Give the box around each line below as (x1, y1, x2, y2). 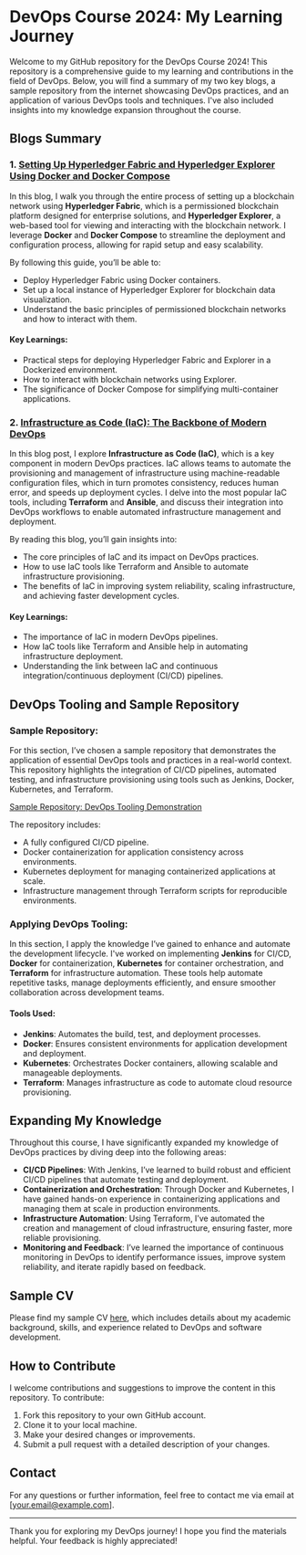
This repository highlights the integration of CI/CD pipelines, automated (9, 764, 277, 775)
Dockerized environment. (22, 363, 118, 375)
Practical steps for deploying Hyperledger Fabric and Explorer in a (22, 354, 271, 365)
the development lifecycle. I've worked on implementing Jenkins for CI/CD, (9, 948, 291, 960)
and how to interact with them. (22, 313, 138, 324)
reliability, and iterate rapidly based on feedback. (22, 1262, 207, 1273)
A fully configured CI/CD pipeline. (22, 837, 149, 848)
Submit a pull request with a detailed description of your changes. (22, 1438, 270, 1449)
